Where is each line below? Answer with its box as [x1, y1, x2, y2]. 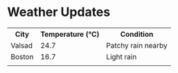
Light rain [106, 51, 137, 61]
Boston [10, 51, 34, 61]
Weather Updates [7, 4, 111, 20]
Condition [120, 29, 154, 39]
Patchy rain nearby [106, 40, 168, 50]
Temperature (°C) [40, 29, 100, 39]
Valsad [10, 40, 33, 50]
